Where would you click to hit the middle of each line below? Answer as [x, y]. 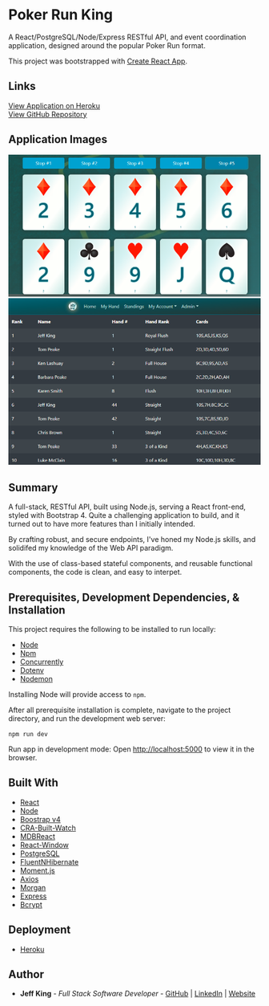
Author [26, 974]
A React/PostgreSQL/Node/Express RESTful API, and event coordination [127, 37]
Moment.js [37, 870]
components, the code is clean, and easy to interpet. [95, 572]
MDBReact [38, 836]
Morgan [33, 887]
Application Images [58, 139]
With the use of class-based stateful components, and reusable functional [130, 564]
